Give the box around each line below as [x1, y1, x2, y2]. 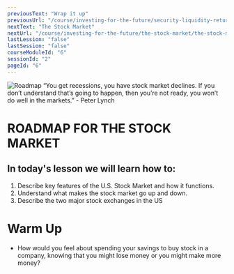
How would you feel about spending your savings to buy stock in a [17, 243, 209, 252]
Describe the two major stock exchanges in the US [17, 196, 163, 204]
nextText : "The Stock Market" [7, 23, 95, 30]
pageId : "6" [7, 62, 42, 69]
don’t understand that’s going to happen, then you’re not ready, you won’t [7, 89, 219, 97]
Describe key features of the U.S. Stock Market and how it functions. [17, 181, 214, 190]
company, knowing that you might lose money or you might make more [17, 251, 221, 259]
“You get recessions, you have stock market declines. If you [42, 81, 215, 89]
